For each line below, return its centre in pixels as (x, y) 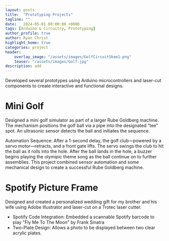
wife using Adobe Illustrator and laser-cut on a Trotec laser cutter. (73, 207)
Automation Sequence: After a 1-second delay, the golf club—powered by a (83, 141)
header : (13, 52)
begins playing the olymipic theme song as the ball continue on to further (81, 157)
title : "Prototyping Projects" (39, 15)
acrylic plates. (27, 233)
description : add (23, 66)
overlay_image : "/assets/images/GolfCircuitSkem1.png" (73, 57)
